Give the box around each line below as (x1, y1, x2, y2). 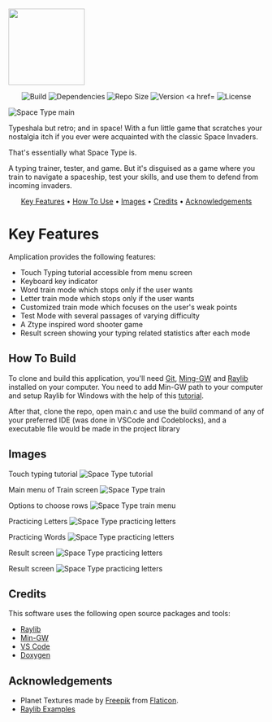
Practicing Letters (8, 516, 68, 526)
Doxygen (19, 650, 51, 660)
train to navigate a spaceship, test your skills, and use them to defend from (8, 172, 259, 182)
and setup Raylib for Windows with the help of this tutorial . (8, 391, 205, 400)
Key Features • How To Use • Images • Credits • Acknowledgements (20, 196, 253, 206)
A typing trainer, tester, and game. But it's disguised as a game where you (8, 164, 256, 173)
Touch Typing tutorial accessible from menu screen (19, 267, 193, 277)
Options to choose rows (8, 501, 89, 510)
